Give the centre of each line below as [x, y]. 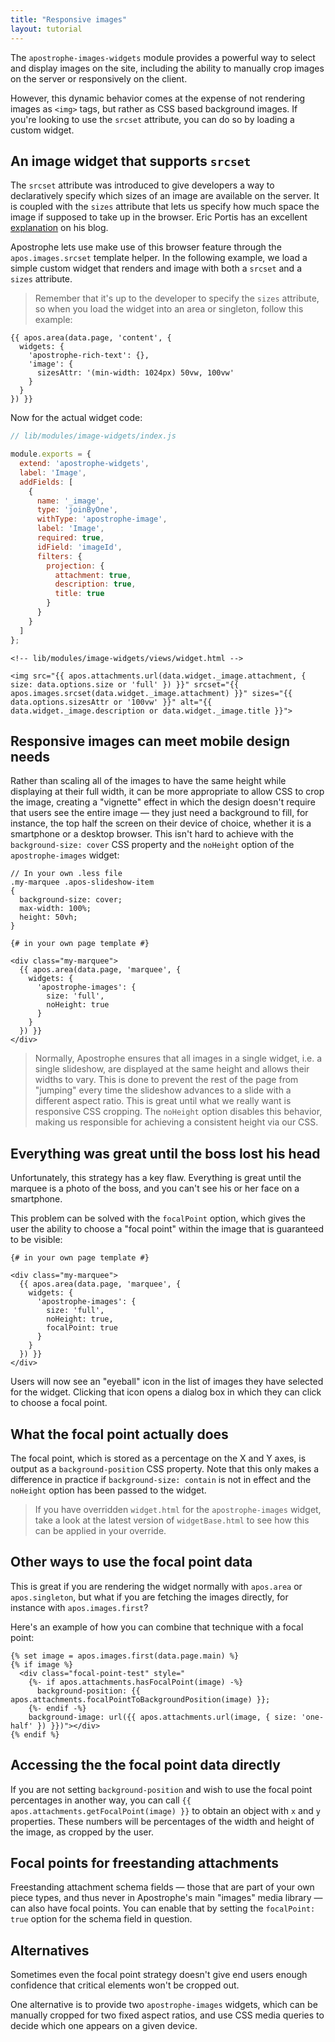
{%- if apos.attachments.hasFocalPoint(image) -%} [136, 1682]
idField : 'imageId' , [79, 547]
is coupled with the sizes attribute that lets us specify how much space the [165, 207]
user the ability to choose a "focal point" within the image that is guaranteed [167, 1229]
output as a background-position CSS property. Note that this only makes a [165, 1469]
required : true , [70, 538]
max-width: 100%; [55, 909]
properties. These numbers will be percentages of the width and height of [162, 1821]
